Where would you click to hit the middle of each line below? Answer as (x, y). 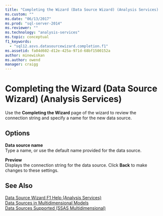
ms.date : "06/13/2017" (28, 19)
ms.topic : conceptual (27, 37)
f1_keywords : (18, 42)
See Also (19, 186)
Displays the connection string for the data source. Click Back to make (76, 165)
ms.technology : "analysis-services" (42, 32)
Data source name (24, 145)
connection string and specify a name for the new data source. (69, 118)
